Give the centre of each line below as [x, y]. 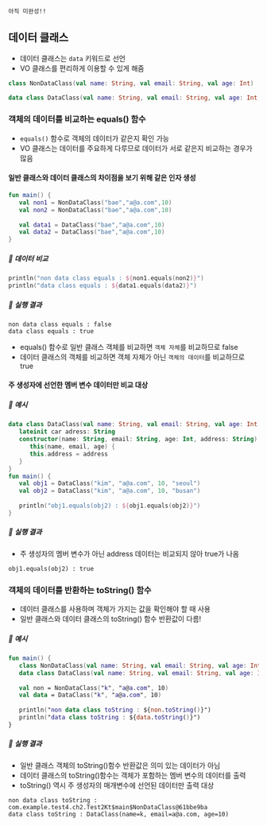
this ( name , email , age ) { [72, 447]
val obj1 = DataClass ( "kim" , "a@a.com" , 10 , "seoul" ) [110, 483]
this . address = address [69, 454]
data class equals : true [51, 331]
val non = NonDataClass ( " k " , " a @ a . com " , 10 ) [94, 688]
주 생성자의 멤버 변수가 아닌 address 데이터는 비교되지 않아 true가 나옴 [130, 553]
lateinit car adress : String [67, 432]
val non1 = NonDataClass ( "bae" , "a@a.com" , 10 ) [95, 202]
